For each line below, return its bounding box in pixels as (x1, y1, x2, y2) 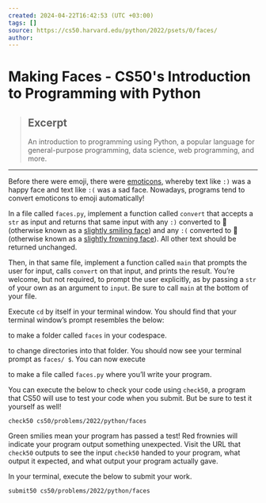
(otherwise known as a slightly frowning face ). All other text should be (8, 234, 237, 244)
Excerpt (27, 116, 67, 129)
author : (8, 33, 34, 42)
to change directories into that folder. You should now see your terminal (8, 346, 241, 356)
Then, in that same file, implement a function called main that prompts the (8, 258, 248, 268)
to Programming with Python (8, 85, 201, 103)
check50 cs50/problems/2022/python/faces (8, 417, 147, 425)
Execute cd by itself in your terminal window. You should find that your (8, 307, 237, 317)
